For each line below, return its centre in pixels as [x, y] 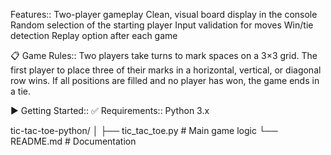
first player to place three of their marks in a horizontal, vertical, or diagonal [166, 70]
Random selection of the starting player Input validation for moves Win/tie [162, 25]
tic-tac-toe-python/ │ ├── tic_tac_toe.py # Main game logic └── [144, 130]
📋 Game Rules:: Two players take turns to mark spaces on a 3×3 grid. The [164, 55]
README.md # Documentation [73, 141]
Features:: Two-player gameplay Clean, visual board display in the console [164, 14]
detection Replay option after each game [94, 35]
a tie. [20, 91]
